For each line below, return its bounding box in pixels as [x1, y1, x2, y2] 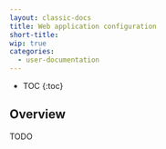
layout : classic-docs [9, 13, 92, 23]
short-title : [9, 30, 59, 39]
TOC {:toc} [22, 81, 64, 91]
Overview [9, 106, 67, 123]
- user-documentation [17, 55, 100, 65]
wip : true [9, 38, 47, 48]
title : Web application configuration [9, 22, 157, 31]
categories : [9, 47, 55, 56]
